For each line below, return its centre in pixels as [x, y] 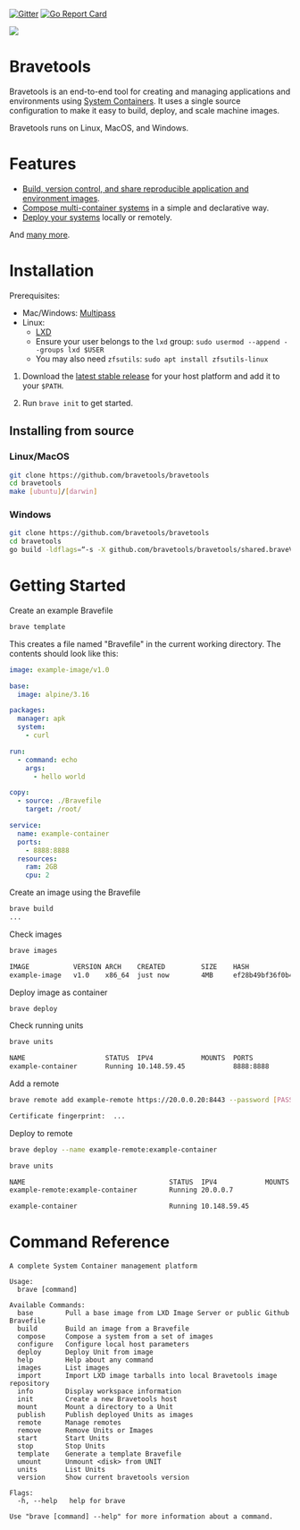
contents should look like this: [64, 653]
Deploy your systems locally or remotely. [97, 217]
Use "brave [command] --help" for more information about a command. [142, 1517]
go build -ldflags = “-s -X [57, 550]
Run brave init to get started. [78, 403]
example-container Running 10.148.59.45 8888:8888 [139, 1067]
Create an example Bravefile [61, 610]
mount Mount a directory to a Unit [96, 1407]
